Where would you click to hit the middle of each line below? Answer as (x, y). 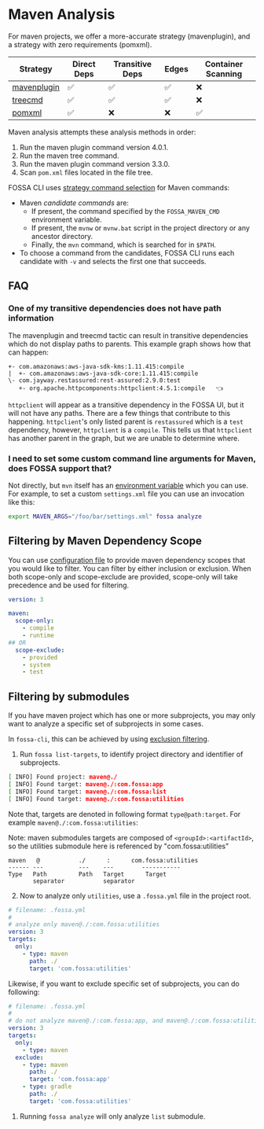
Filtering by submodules (69, 696)
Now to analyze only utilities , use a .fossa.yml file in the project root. (135, 895)
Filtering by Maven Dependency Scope (105, 541)
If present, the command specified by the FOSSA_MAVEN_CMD (125, 211)
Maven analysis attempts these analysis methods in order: (102, 132)
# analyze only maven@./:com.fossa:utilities (84, 925)
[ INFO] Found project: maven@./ (63, 777)
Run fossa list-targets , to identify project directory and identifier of (131, 754)
